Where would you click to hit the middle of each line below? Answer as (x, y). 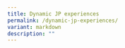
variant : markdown (34, 27)
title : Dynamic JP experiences (53, 14)
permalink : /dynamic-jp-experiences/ (63, 20)
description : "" (31, 34)
